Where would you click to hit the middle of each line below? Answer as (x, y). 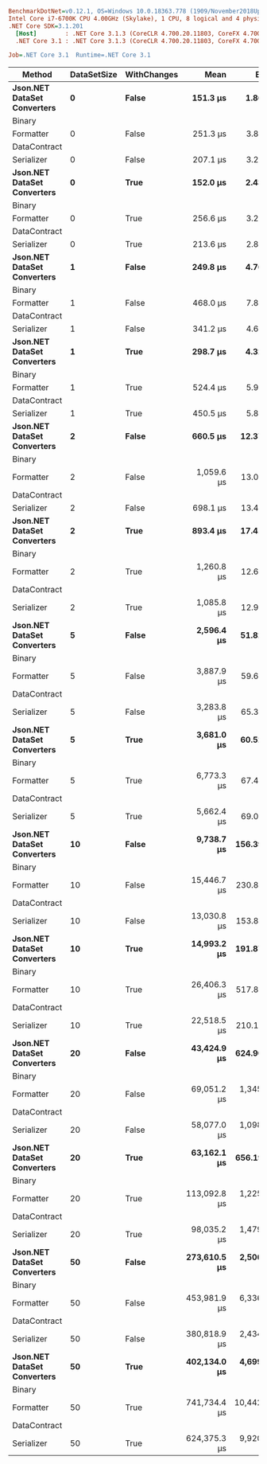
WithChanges (152, 75)
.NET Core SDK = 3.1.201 (46, 26)
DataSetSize (94, 75)
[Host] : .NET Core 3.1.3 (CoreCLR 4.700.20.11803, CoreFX (128, 33)
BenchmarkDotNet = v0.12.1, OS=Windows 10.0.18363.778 (97, 11)
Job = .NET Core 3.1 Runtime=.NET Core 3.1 (79, 55)
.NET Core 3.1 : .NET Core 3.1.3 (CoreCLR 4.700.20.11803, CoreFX (128, 41)
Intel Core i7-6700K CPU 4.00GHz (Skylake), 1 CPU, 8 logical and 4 (124, 18)
